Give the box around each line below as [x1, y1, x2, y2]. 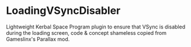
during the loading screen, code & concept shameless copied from [6, 29, 166, 36]
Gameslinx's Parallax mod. [6, 35, 70, 42]
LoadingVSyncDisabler [6, 4, 121, 17]
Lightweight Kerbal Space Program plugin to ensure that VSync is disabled [6, 23, 186, 30]
